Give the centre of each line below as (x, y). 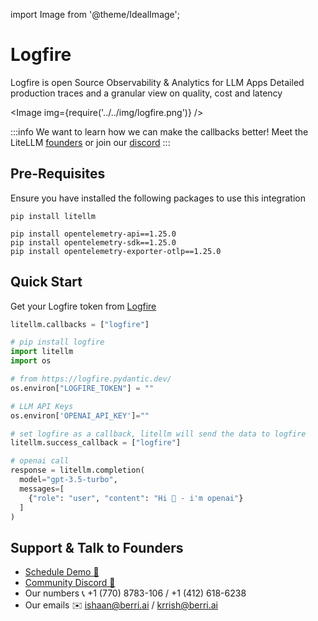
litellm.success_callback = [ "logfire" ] (96, 443)
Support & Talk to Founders (97, 547)
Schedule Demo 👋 (62, 572)
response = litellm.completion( (77, 470)
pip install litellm (53, 216)
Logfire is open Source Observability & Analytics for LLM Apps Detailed (157, 82)
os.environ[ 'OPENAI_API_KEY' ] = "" (80, 415)
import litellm (42, 352)
